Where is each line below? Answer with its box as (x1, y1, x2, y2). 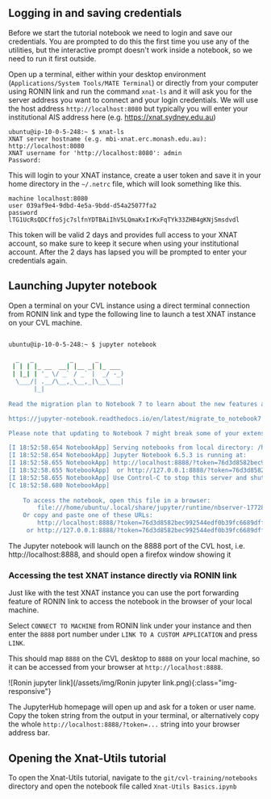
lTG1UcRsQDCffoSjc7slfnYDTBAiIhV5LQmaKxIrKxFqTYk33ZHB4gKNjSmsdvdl (8, 216, 240, 224)
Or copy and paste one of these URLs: (23, 511, 153, 519)
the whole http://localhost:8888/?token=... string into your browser (8, 719, 240, 730)
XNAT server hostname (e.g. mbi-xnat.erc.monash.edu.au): (8, 135, 207, 143)
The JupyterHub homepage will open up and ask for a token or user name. (8, 702, 256, 712)
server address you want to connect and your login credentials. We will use (8, 95, 259, 104)
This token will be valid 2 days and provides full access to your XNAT (8, 229, 238, 239)
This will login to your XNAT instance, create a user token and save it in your (8, 170, 261, 180)
